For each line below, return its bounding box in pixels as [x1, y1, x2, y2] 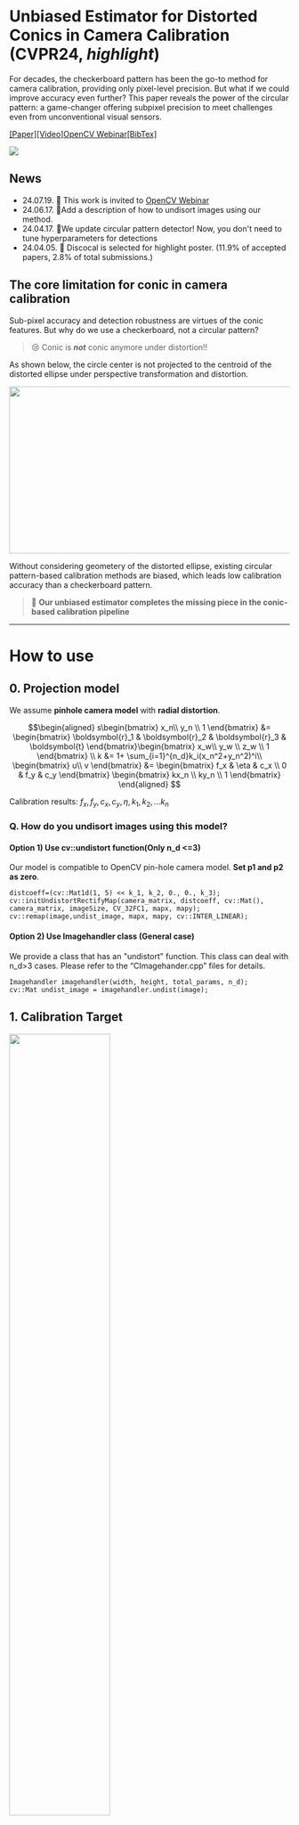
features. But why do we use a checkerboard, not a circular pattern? [9, 324, 260, 335]
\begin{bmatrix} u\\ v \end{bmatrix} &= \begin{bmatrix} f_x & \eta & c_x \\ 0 [12, 760, 287, 770]
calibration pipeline [56, 606, 130, 616]
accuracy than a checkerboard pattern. [9, 579, 153, 590]
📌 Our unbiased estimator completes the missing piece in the [30, 597, 262, 607]
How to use [9, 646, 94, 665]
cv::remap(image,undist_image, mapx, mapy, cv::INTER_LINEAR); [9, 912, 249, 921]
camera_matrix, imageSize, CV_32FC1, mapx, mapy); [9, 904, 201, 914]
